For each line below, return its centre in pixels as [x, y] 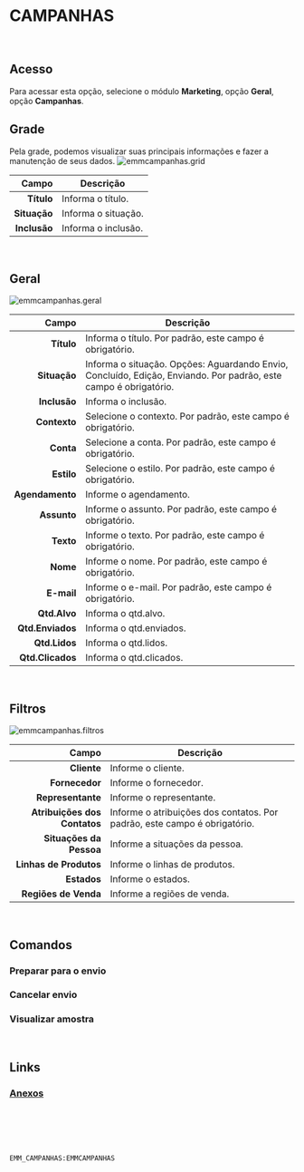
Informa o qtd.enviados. [136, 628]
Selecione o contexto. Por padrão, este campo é [187, 416]
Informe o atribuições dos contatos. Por [194, 812]
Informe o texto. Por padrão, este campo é [175, 536]
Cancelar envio [43, 995]
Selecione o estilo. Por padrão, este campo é [180, 469]
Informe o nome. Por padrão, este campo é [176, 561]
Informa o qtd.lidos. [127, 643]
